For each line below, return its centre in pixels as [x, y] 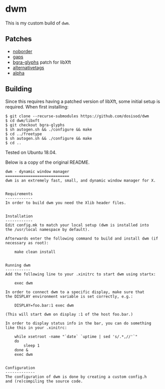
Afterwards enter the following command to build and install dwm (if [82, 238]
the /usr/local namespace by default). [48, 229]
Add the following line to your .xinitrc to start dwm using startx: [81, 274]
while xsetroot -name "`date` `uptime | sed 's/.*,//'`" [76, 336]
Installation [19, 216]
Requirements [19, 194]
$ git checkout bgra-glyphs [35, 125]
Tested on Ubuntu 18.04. [31, 152]
